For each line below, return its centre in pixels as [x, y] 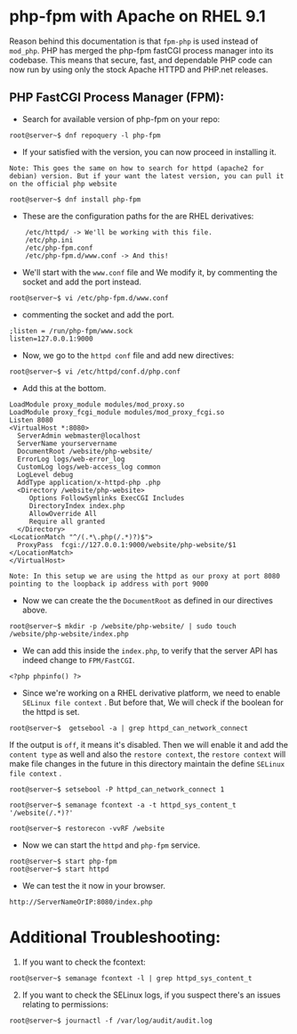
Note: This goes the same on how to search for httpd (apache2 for [137, 168]
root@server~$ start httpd [59, 869]
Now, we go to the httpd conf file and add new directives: [128, 355]
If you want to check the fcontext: [84, 962]
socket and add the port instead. [82, 282]
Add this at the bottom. [64, 388]
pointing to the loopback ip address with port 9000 [109, 584]
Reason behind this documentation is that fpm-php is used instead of [134, 41]
